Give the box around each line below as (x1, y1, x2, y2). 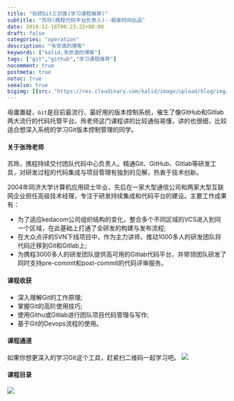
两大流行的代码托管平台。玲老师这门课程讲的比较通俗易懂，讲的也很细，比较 (7, 116, 227, 126)
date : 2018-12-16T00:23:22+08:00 (7, 23, 104, 30)
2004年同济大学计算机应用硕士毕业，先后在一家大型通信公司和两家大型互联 (7, 183, 224, 192)
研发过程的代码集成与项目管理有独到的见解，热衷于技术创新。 (25, 168, 203, 176)
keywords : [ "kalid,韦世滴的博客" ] (7, 50, 101, 56)
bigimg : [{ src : (7, 88, 52, 95)
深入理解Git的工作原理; (17, 293, 83, 301)
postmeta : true (7, 68, 52, 75)
